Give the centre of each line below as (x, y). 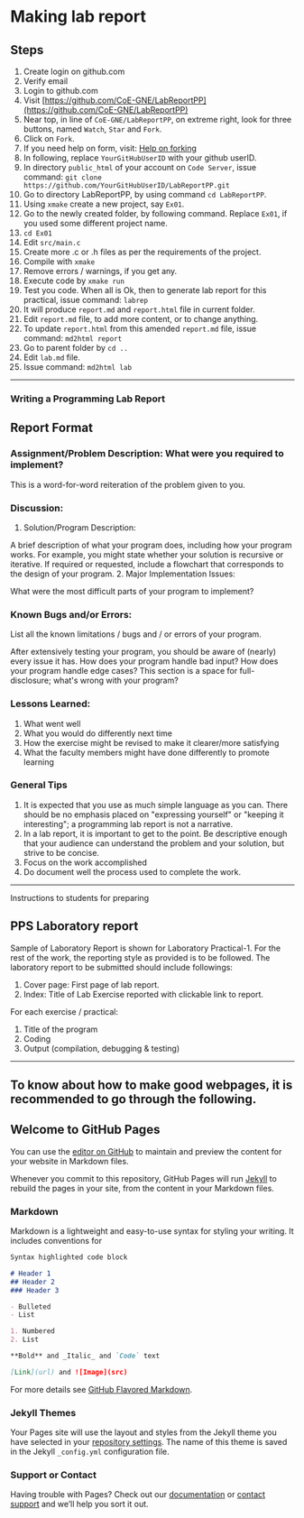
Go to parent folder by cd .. (76, 348)
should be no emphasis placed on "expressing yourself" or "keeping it (153, 814)
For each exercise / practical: (64, 1011)
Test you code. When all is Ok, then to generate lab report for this (145, 290)
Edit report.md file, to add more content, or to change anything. (141, 319)
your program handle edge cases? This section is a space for (124, 671)
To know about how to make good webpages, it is (152, 1085)
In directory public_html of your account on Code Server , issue (140, 167)
